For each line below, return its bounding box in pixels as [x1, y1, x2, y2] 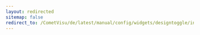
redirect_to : [5, 20, 38, 26]
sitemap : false [5, 14, 44, 20]
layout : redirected [5, 8, 54, 15]
